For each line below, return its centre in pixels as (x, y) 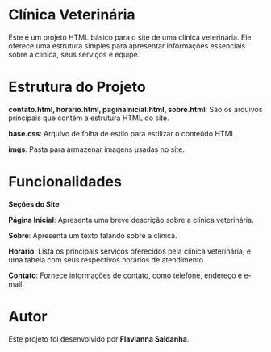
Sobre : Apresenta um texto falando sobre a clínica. (93, 235)
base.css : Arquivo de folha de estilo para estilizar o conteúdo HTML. (123, 133)
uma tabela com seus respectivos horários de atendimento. (107, 259)
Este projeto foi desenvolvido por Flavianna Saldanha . (99, 339)
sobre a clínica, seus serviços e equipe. (74, 54)
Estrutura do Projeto (77, 87)
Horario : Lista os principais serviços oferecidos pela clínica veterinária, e (130, 251)
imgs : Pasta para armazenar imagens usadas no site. (97, 149)
